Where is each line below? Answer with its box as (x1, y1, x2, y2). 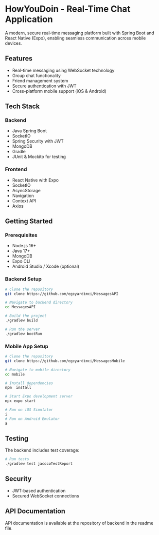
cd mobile (5, 372, 25, 376)
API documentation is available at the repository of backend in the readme (5, 520, 154, 526)
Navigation (12, 193, 34, 198)
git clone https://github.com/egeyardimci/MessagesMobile (5, 358, 125, 363)
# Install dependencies (5, 380, 53, 386)
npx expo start (5, 398, 36, 403)
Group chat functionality (12, 72, 61, 79)
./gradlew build (5, 318, 38, 323)
